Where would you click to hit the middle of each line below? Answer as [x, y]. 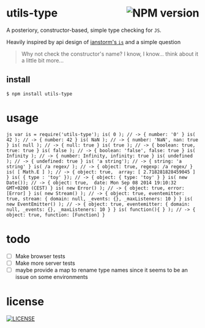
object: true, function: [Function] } [56, 215]
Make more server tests [45, 263]
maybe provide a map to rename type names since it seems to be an [102, 270]
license [25, 302]
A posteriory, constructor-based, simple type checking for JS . [84, 30]
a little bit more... [43, 60]
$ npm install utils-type [39, 94]
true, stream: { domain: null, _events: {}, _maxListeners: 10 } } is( [99, 199]
